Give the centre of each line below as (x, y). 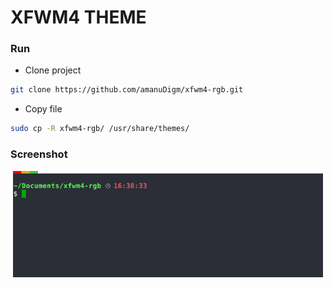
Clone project (53, 70)
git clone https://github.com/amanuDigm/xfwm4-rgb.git (127, 90)
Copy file (43, 109)
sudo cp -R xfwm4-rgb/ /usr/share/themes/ (100, 129)
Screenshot (39, 154)
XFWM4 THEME (78, 17)
